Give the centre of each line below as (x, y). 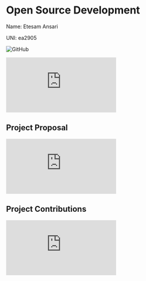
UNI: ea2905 (21, 38)
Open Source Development (73, 10)
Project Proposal (37, 128)
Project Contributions (46, 209)
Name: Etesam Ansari (32, 26)
